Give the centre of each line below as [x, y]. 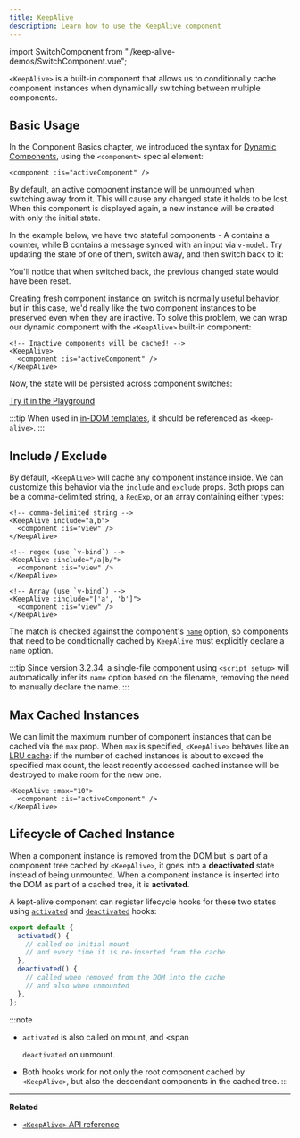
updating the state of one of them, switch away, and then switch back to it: [146, 254]
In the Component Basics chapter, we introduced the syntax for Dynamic [143, 147]
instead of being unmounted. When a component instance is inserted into [144, 875]
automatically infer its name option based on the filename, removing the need [150, 678]
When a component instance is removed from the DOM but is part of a [138, 855]
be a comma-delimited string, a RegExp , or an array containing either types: [146, 497]
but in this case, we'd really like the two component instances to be [133, 308]
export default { [42, 928]
